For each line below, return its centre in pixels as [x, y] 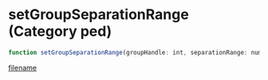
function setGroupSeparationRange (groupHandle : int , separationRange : [128, 52]
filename [23, 67]
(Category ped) [60, 31]
